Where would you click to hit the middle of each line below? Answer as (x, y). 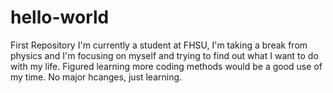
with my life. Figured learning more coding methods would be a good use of (166, 66)
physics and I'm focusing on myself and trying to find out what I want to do (164, 55)
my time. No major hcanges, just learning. (96, 77)
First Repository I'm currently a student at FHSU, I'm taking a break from (159, 45)
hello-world (60, 17)
